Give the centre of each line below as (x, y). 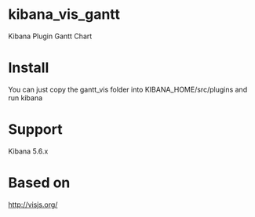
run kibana (25, 98)
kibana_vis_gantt (64, 14)
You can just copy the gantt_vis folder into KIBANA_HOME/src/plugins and (128, 89)
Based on (39, 183)
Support (35, 130)
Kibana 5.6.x (28, 151)
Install (29, 68)
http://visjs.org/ (33, 204)
